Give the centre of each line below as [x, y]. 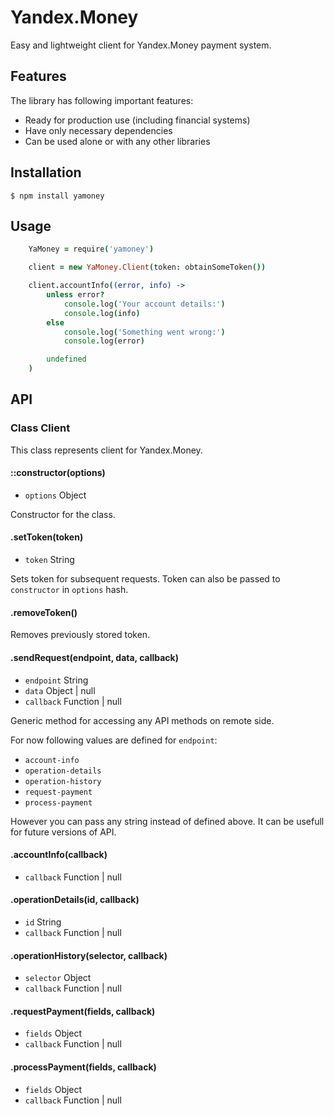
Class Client [40, 428]
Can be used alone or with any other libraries [117, 141]
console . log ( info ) [102, 313]
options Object [55, 495]
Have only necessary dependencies [98, 130]
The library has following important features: [102, 100]
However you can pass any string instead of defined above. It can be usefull [167, 821]
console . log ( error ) [104, 341]
